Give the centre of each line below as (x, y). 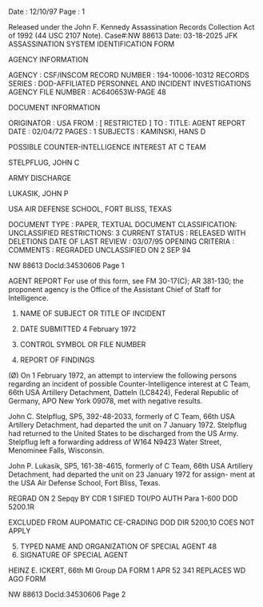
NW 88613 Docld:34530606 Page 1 (66, 266)
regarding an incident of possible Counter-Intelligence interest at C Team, (129, 384)
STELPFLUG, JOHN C (44, 162)
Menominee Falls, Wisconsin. (56, 450)
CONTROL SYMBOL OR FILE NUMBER (83, 344)
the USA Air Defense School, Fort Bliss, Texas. (85, 483)
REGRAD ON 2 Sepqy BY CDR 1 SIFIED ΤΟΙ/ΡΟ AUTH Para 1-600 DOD (123, 498)
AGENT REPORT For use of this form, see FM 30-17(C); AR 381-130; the (126, 281)
